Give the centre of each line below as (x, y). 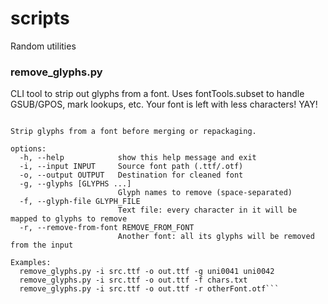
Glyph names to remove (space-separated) (205, 193)
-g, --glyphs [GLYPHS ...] (75, 184)
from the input (42, 245)
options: (28, 149)
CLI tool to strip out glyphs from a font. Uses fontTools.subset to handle (157, 94)
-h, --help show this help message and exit (138, 158)
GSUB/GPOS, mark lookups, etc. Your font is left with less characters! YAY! (164, 104)
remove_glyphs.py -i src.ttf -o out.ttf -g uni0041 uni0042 (147, 272)
